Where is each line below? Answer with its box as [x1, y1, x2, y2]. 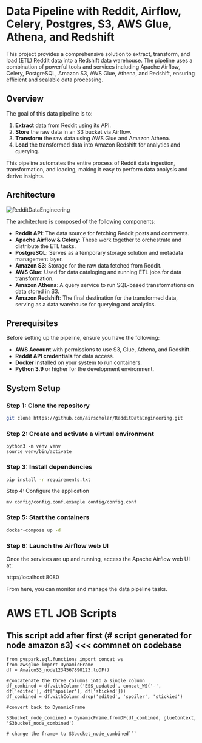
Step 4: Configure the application [6, 488, 89, 495]
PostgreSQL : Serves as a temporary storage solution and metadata [15, 249, 184, 256]
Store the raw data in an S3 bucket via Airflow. [15, 128, 132, 135]
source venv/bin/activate [6, 449, 72, 455]
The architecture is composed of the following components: [6, 218, 156, 225]
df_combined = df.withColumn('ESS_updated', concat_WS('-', [6, 683, 162, 689]
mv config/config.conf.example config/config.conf [6, 499, 137, 505]
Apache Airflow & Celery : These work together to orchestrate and [15, 236, 182, 243]
